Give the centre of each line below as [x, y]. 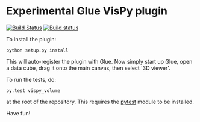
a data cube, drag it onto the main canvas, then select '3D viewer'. [88, 68]
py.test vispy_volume [33, 90]
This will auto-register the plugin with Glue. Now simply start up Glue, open [99, 61]
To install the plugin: [31, 39]
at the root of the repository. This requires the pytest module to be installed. [100, 102]
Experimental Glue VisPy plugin [87, 11]
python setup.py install [37, 50]
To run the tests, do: [31, 79]
